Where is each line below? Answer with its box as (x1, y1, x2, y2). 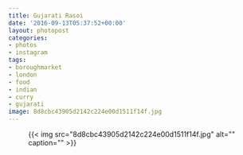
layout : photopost (8, 26, 69, 34)
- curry (8, 93, 34, 101)
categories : (8, 33, 48, 42)
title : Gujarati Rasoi (8, 11, 84, 20)
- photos (8, 41, 37, 49)
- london (8, 71, 37, 79)
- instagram (8, 48, 48, 56)
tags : (8, 56, 26, 64)
